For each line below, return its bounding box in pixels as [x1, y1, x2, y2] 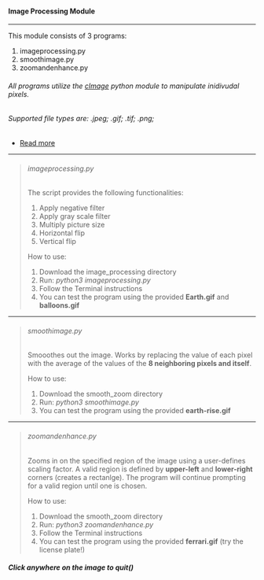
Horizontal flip [38, 228, 85, 238]
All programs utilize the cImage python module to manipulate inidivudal [8, 81, 240, 91]
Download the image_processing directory [38, 268, 177, 277]
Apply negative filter [38, 203, 105, 212]
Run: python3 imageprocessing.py [38, 275, 151, 285]
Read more [19, 139, 56, 148]
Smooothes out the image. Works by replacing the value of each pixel [27, 350, 253, 360]
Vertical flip [38, 237, 77, 246]
